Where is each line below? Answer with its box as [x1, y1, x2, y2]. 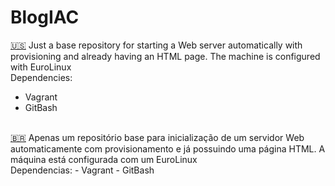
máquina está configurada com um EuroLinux [10, 153, 198, 165]
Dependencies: [10, 71, 73, 83]
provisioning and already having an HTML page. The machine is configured [10, 50, 321, 62]
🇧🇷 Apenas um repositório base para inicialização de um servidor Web [10, 131, 305, 143]
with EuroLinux [10, 61, 72, 73]
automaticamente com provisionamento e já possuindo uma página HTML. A [10, 142, 326, 155]
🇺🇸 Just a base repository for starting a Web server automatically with [10, 39, 303, 51]
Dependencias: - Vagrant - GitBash [10, 164, 155, 176]
